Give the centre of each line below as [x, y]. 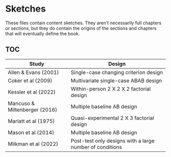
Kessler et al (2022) [32, 92]
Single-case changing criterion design [117, 72]
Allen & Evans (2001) [34, 72]
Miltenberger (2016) [33, 109]
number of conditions [96, 147]
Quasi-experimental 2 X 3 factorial [112, 118]
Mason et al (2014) [31, 132]
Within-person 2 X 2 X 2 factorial [111, 89]
